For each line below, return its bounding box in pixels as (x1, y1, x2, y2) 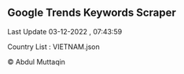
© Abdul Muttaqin (7, 57, 66, 66)
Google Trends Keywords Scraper (7, 6, 176, 19)
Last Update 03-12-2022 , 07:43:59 (7, 26, 123, 36)
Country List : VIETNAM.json (7, 42, 100, 51)
